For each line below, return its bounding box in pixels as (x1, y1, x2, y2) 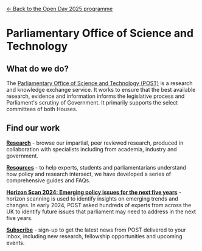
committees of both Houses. (6, 106, 78, 112)
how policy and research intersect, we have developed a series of (6, 170, 172, 177)
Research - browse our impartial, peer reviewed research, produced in (6, 139, 184, 146)
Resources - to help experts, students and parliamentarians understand (6, 163, 187, 171)
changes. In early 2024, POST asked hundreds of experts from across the (6, 201, 192, 208)
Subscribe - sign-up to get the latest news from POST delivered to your (6, 226, 187, 233)
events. (6, 239, 25, 246)
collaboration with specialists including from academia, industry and (6, 145, 178, 153)
